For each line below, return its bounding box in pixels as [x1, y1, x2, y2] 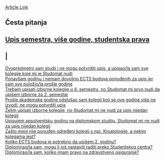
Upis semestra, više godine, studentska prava [5, 35, 150, 43]
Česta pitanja [5, 18, 47, 27]
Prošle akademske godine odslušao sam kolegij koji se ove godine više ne [5, 96, 156, 103]
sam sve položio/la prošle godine [5, 81, 73, 87]
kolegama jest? [5, 133, 36, 139]
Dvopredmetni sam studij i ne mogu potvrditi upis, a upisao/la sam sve [5, 65, 149, 71]
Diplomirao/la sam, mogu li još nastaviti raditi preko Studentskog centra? [5, 144, 153, 150]
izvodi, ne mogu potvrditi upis [5, 102, 66, 108]
